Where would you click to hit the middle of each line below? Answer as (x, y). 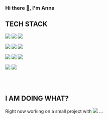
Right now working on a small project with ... (54, 111)
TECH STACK (26, 24)
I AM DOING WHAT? (37, 99)
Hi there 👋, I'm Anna (30, 8)
